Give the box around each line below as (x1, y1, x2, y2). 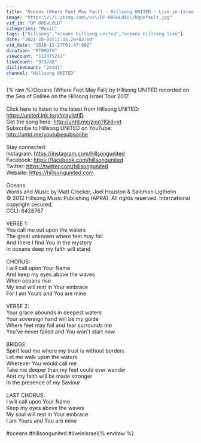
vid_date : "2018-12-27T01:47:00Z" (6, 43, 93, 48)
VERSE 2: (6, 303, 29, 310)
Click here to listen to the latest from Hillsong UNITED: (6, 105, 139, 113)
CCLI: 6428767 (6, 207, 44, 214)
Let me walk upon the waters (6, 354, 78, 361)
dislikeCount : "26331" (6, 64, 63, 71)
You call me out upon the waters (6, 226, 86, 233)
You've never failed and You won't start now (6, 328, 115, 335)
